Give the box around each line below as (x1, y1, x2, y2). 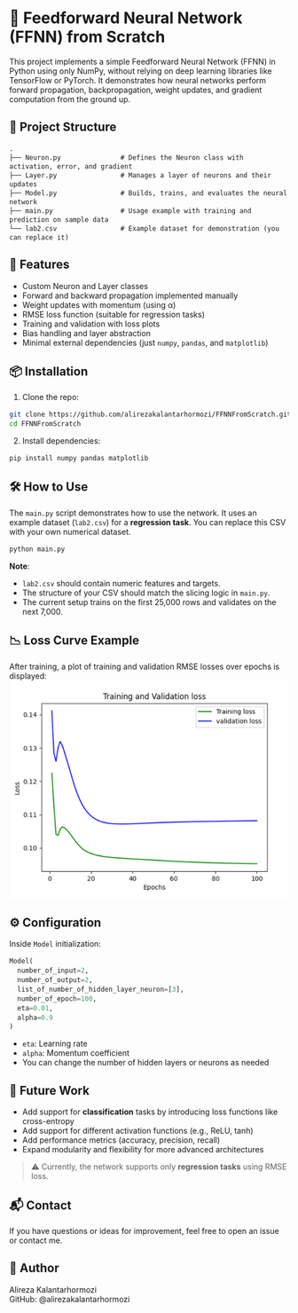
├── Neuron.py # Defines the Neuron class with (9, 153, 244, 162)
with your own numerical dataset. (9, 526, 131, 537)
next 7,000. (21, 606, 64, 617)
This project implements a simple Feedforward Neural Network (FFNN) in (9, 56, 277, 67)
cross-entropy (21, 1116, 75, 1127)
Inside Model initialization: (9, 939, 102, 949)
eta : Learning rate (21, 1038, 89, 1050)
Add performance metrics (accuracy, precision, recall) (21, 1135, 221, 1145)
